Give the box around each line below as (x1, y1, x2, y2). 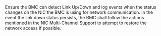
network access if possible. (5, 25, 61, 31)
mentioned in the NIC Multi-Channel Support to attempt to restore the (5, 20, 147, 26)
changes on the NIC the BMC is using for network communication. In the (5, 9, 153, 15)
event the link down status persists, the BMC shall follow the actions (5, 15, 145, 20)
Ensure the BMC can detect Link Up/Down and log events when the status (5, 4, 157, 10)
